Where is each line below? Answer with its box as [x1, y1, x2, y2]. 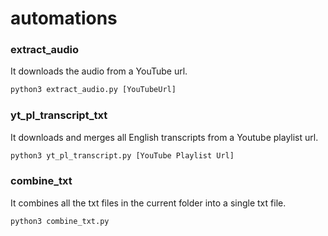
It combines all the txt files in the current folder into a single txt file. [10, 197, 287, 209]
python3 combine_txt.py [10, 216, 110, 226]
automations [10, 7, 118, 30]
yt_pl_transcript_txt [10, 108, 108, 122]
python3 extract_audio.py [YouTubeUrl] [10, 85, 177, 95]
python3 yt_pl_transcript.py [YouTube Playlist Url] [10, 150, 235, 161]
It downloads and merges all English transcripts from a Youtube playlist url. [10, 131, 319, 143]
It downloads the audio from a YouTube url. [10, 65, 188, 77]
